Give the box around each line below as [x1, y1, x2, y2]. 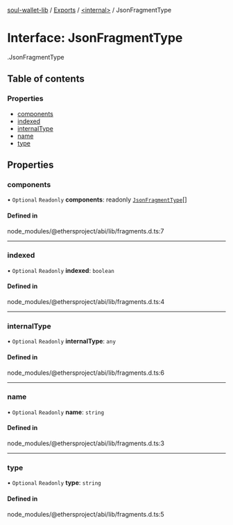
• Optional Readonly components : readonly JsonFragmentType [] [7, 195, 187, 204]
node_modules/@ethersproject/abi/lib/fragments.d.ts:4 [7, 298, 165, 306]
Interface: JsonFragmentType [7, 30, 183, 46]
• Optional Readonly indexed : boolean [7, 266, 114, 274]
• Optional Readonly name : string [7, 408, 105, 416]
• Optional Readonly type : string [7, 479, 102, 487]
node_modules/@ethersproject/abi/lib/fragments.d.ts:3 [7, 439, 165, 447]
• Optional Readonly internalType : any [7, 337, 116, 346]
